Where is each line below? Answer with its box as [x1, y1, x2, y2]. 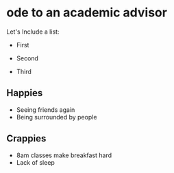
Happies [6, 87, 43, 99]
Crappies [6, 132, 47, 145]
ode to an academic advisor [6, 5, 167, 21]
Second [16, 54, 39, 62]
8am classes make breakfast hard [16, 151, 112, 159]
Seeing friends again [16, 105, 75, 114]
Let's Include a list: [6, 27, 60, 36]
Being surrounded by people [16, 113, 97, 121]
